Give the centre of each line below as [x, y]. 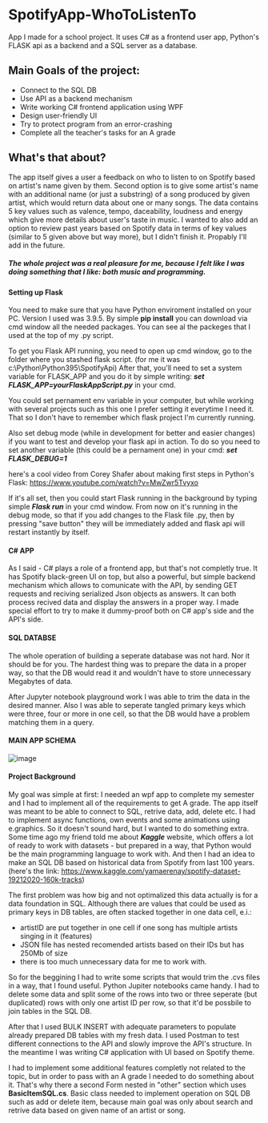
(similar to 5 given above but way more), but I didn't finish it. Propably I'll [128, 236]
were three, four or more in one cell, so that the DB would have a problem [129, 714]
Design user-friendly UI [58, 115]
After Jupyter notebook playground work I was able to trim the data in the [129, 696]
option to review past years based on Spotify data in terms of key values [128, 228]
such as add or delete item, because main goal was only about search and [131, 1101]
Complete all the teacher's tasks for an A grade [98, 132]
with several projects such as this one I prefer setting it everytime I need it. [131, 409]
